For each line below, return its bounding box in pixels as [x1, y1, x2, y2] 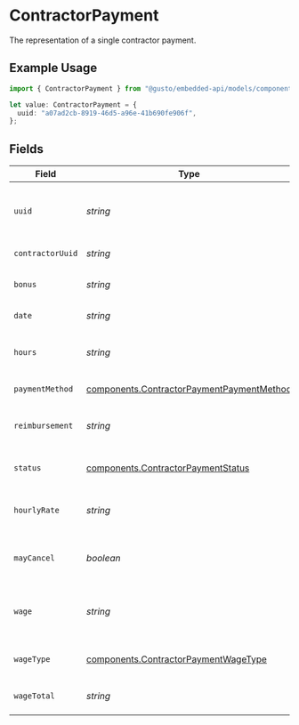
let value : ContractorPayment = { [9, 100, 138, 109]
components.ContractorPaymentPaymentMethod [85, 383, 292, 396]
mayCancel [13, 553, 55, 563]
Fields [9, 141, 44, 157]
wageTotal [13, 691, 55, 701]
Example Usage [9, 60, 98, 76]
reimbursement [13, 421, 74, 431]
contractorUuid [13, 248, 78, 259]
